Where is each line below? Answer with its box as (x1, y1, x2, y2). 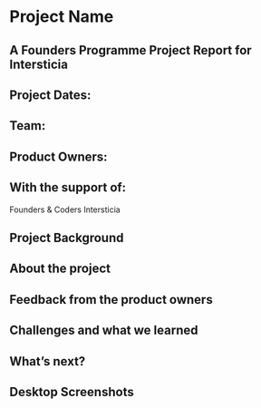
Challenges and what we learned (9, 323, 198, 338)
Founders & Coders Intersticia (9, 204, 121, 215)
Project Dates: (9, 87, 92, 102)
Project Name (9, 6, 114, 27)
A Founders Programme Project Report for (9, 43, 252, 58)
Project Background (9, 229, 124, 246)
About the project (9, 261, 111, 277)
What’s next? (9, 354, 86, 369)
